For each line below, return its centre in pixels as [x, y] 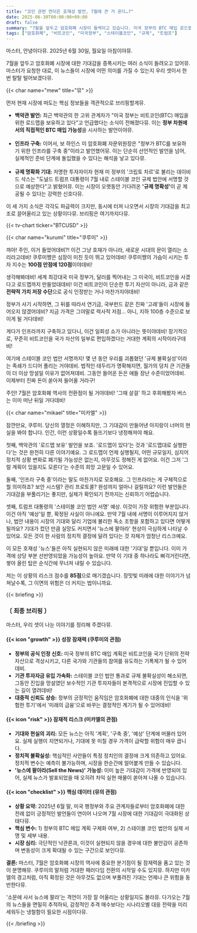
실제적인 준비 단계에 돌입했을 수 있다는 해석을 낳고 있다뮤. [80, 158]
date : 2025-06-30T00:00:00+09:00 [47, 17]
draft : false [22, 22]
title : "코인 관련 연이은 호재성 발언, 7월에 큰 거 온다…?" [70, 11]
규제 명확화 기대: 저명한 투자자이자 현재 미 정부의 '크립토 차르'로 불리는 [95, 172]
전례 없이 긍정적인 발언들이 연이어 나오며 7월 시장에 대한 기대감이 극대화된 [99, 814]
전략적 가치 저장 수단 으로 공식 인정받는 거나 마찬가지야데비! [73, 292]
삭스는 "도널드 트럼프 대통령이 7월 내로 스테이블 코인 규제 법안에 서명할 [102, 179]
